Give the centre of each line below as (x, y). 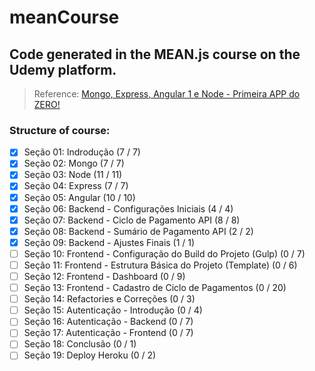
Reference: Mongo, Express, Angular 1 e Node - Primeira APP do (167, 94)
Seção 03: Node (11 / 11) (73, 175)
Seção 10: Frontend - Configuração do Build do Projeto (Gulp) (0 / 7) (164, 253)
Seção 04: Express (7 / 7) (76, 186)
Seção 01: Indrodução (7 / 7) (82, 152)
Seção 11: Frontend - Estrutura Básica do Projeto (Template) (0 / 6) (160, 265)
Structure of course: (60, 130)
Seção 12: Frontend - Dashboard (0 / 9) (104, 276)
